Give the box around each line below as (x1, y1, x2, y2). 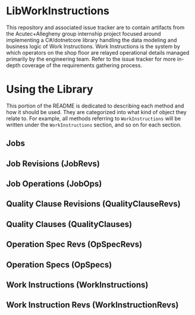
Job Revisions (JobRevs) (6, 159, 100, 169)
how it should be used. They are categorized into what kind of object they (6, 108, 187, 115)
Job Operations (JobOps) (6, 179, 102, 189)
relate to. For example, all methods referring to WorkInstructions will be (6, 115, 181, 122)
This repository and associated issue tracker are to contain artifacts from (6, 24, 185, 31)
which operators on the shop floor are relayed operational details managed (6, 49, 190, 56)
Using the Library (6, 83, 93, 96)
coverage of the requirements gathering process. (21, 61, 143, 69)
